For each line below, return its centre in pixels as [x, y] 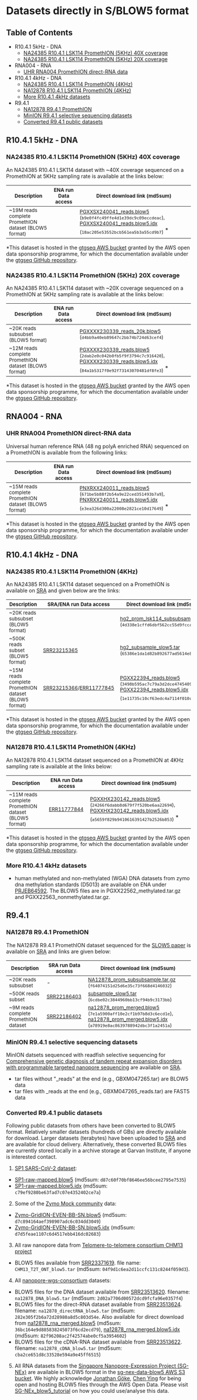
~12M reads [23, 348]
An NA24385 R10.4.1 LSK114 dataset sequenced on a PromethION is [88, 585]
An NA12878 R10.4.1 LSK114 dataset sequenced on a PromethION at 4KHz [95, 760]
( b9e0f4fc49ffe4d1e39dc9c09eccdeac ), [122, 218]
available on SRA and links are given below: [59, 951]
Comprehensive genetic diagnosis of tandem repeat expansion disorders [94, 1061]
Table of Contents [40, 33]
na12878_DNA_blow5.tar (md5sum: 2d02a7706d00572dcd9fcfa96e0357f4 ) [99, 1298]
